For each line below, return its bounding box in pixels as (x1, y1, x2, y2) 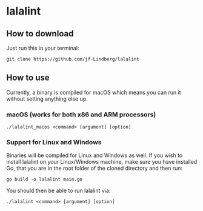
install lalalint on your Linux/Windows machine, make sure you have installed (6, 158, 198, 166)
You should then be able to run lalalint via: (6, 187, 111, 195)
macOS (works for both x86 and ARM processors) (6, 110, 156, 119)
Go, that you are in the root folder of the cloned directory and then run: (6, 165, 183, 172)
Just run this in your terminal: (6, 44, 79, 52)
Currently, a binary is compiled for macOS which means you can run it (6, 89, 181, 96)
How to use (6, 73, 50, 83)
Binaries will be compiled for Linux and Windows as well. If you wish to (6, 152, 183, 159)
